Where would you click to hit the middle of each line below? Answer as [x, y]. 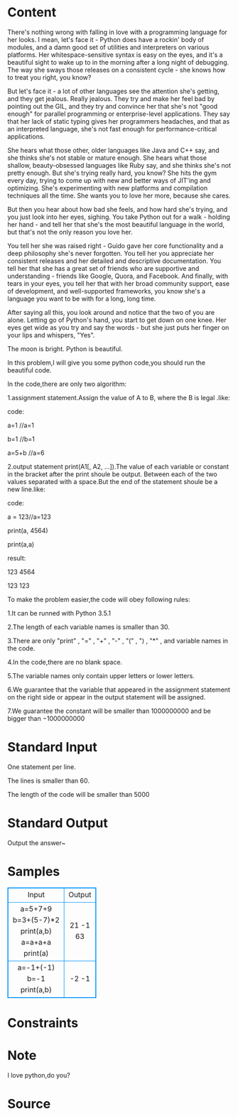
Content [32, 12]
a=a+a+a [36, 942]
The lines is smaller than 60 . [49, 780]
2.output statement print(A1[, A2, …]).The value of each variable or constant [118, 466]
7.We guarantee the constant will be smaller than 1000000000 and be [109, 711]
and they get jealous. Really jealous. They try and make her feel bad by [111, 98]
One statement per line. [42, 767]
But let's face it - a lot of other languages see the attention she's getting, [114, 91]
